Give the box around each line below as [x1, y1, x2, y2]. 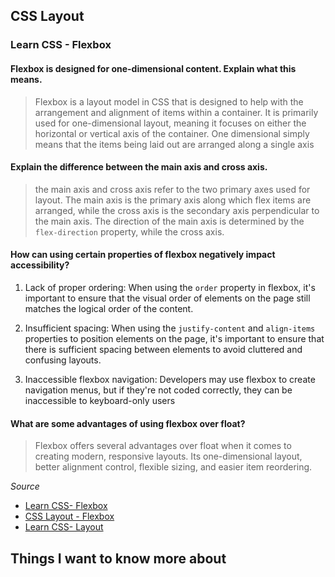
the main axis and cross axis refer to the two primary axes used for [34, 183, 311, 195]
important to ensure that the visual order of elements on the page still [24, 292, 311, 304]
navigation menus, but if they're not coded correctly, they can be [24, 384, 293, 396]
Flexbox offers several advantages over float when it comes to [34, 440, 292, 452]
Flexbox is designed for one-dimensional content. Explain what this [10, 62, 297, 74]
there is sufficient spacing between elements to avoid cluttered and [24, 343, 303, 355]
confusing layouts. [24, 354, 102, 366]
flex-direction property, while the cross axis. [34, 225, 225, 238]
